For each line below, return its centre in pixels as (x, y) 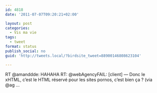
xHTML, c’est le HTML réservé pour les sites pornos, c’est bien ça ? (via (79, 80)
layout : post (19, 23)
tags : (11, 37)
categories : (17, 28)
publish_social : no (25, 51)
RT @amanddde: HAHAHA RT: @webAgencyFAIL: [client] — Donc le (75, 74)
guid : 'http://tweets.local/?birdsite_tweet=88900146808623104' (73, 56)
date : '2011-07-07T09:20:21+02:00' (42, 14)
